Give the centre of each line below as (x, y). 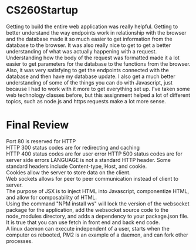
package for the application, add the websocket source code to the (87, 210)
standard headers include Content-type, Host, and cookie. (77, 166)
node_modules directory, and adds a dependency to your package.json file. (97, 216)
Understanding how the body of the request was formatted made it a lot (93, 58)
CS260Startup (42, 10)
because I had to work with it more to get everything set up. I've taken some (98, 89)
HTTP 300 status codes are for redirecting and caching (73, 147)
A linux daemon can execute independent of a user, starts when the (88, 228)
